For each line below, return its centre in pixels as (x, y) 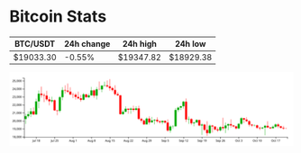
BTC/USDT (35, 44)
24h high (140, 44)
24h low (190, 44)
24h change (87, 44)
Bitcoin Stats (58, 17)
